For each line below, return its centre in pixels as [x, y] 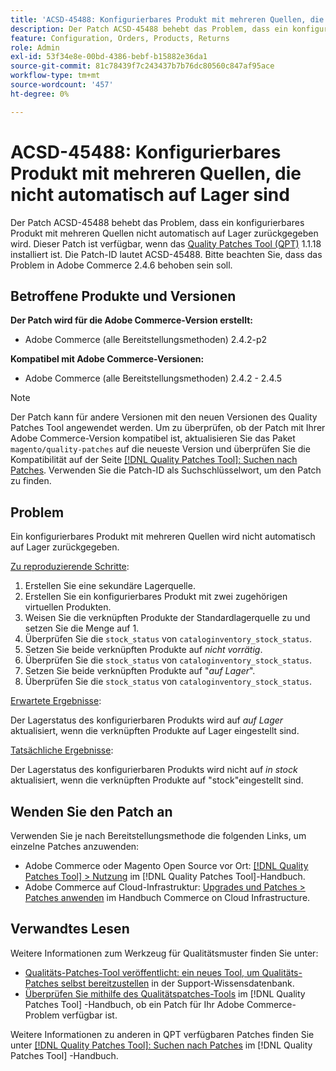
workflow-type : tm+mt [55, 76]
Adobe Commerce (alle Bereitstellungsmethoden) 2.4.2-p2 [146, 340]
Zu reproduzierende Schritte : [70, 567]
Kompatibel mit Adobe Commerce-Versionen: [107, 359]
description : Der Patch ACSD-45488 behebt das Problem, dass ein [149, 29]
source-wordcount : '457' [62, 85]
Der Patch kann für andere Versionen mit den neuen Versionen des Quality [164, 417]
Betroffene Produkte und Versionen [123, 296]
